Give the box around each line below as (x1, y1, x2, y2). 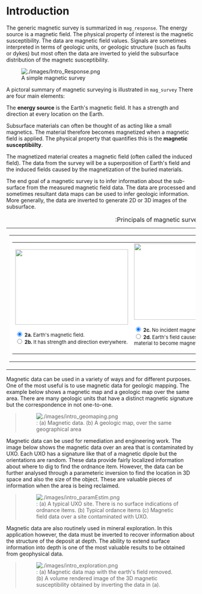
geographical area (35, 425, 82, 433)
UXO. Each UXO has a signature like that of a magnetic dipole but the (6, 450, 177, 457)
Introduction (6, 4, 70, 18)
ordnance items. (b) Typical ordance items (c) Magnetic (35, 506, 174, 513)
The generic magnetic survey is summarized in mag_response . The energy (6, 24, 188, 31)
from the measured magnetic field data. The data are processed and (26, 184, 196, 191)
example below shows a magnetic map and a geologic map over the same (6, 388, 190, 395)
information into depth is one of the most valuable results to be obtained (6, 543, 185, 551)
